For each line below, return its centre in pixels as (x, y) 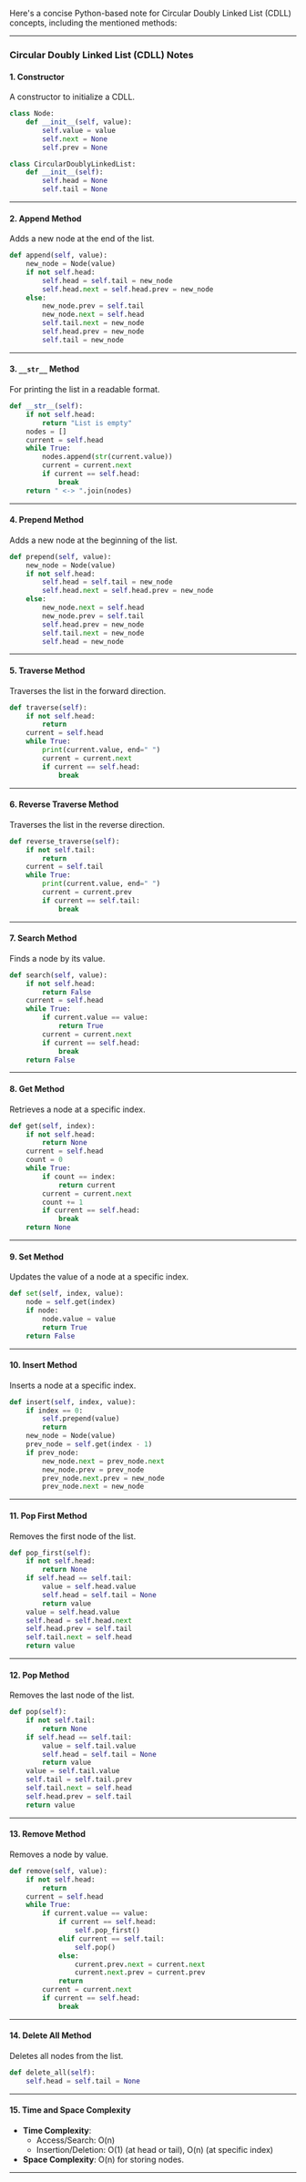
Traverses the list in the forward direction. (88, 690)
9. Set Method (36, 1257)
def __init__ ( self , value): (79, 122)
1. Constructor (37, 76)
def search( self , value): (58, 975)
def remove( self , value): (58, 1871)
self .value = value (79, 130)
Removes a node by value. (59, 1854)
